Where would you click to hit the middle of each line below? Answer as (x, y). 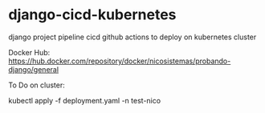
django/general (33, 69)
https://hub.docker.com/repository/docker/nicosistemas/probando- (120, 61)
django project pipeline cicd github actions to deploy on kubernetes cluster (132, 37)
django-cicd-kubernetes (92, 15)
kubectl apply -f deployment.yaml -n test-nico (85, 100)
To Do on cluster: (37, 85)
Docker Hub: (29, 52)
